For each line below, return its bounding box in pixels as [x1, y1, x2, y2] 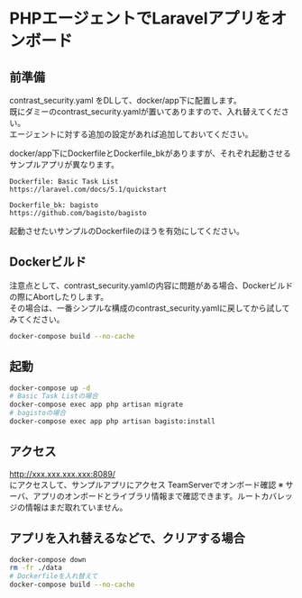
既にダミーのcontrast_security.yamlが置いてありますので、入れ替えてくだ [9, 106, 282, 117]
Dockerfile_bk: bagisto [9, 201, 99, 210]
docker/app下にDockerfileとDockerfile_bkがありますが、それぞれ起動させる [9, 148, 291, 159]
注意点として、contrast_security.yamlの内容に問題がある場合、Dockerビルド [9, 280, 293, 291]
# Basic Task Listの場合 [9, 392, 99, 401]
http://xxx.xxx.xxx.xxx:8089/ [9, 468, 115, 479]
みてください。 [9, 313, 65, 324]
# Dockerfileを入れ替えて [9, 572, 98, 581]
